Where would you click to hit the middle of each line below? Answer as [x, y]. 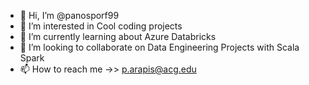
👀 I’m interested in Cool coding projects [101, 26]
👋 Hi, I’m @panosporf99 [69, 15]
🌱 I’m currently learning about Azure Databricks [118, 36]
